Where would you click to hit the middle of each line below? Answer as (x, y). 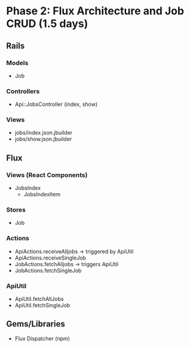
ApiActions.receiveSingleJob (50, 258)
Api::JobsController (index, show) (56, 104)
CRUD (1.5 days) (47, 24)
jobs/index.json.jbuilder (44, 133)
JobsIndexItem (42, 194)
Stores (16, 210)
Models (17, 63)
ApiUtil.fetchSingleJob (42, 306)
